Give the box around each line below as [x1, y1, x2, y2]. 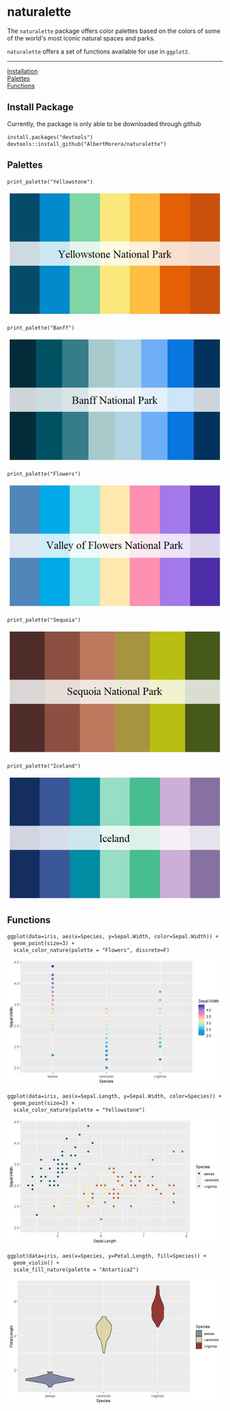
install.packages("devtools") [7, 134, 94, 140]
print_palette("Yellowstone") [7, 178, 94, 185]
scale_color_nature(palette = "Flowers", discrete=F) [13, 947, 170, 954]
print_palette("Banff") [7, 324, 75, 331]
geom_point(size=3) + [13, 940, 75, 947]
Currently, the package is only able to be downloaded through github [7, 119, 202, 127]
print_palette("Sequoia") [7, 616, 81, 624]
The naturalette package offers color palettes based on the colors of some [7, 27, 221, 35]
